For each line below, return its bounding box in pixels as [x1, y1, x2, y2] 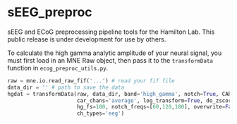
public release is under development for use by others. [7, 35, 166, 43]
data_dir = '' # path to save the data [7, 84, 125, 91]
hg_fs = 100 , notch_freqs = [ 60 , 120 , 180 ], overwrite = [76, 104, 226, 111]
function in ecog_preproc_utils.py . [7, 63, 109, 72]
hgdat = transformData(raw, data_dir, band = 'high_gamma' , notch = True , [7, 90, 219, 97]
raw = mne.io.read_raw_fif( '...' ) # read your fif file [7, 77, 175, 85]
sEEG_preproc [7, 4, 93, 20]
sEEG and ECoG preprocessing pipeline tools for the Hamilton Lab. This [7, 27, 215, 36]
